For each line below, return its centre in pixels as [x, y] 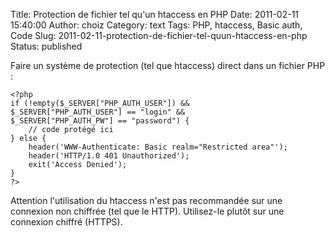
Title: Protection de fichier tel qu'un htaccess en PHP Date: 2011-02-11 [155, 14]
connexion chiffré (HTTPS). [66, 222]
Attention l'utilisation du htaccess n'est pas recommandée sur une [146, 200]
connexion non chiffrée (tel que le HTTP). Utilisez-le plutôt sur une [147, 211]
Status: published [46, 46]
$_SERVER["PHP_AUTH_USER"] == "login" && [98, 112]
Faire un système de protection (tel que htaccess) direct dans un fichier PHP [168, 65]
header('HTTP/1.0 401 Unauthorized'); [109, 156]
